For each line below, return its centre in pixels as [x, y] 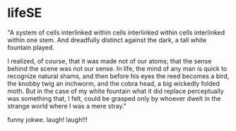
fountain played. [31, 47]
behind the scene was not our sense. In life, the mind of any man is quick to [117, 68]
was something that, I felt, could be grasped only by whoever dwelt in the [114, 98]
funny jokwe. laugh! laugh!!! [48, 119]
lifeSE [25, 13]
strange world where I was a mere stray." [67, 106]
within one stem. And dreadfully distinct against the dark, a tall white [107, 39]
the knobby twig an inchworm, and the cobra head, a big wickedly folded [114, 83]
